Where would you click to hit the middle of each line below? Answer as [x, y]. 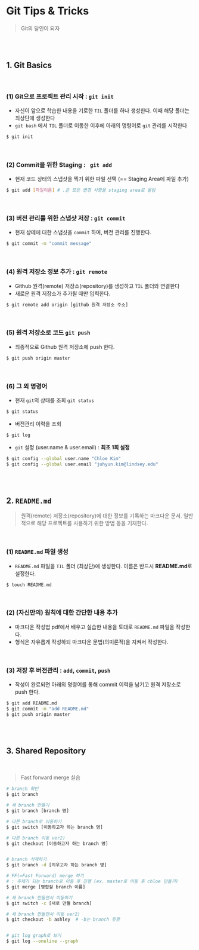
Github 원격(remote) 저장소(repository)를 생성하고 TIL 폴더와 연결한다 [97, 286]
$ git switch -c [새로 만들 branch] [49, 903]
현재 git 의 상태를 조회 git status [54, 400]
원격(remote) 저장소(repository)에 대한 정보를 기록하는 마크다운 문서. [101, 516]
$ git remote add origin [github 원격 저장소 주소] [67, 305]
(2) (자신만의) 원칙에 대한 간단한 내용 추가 [62, 612]
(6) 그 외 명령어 [27, 386]
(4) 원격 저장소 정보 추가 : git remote [57, 272]
